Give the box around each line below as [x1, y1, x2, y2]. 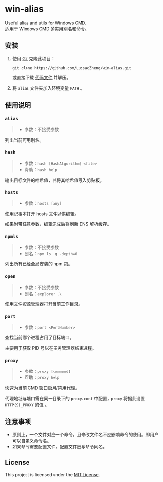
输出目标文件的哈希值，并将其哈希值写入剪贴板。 [5, 177, 104, 183]
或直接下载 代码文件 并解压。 [12, 74, 71, 80]
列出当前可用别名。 [5, 137, 44, 143]
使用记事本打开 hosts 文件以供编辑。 [5, 211, 79, 217]
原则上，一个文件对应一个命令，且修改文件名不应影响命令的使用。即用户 [12, 432, 159, 438]
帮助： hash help [24, 166, 58, 172]
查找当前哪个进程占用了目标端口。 [5, 334, 74, 340]
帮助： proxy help [24, 374, 60, 380]
